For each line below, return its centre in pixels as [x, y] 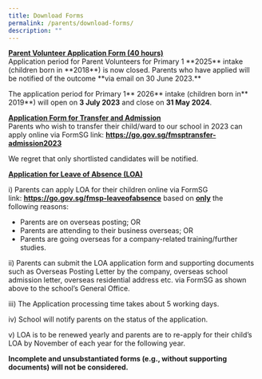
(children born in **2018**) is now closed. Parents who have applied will [129, 70]
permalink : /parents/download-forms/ [71, 23]
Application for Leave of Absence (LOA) [75, 174]
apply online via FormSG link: [56, 135]
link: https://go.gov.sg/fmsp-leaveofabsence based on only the [116, 198]
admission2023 [35, 144]
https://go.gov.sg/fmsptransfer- [161, 135]
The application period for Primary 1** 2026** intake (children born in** [129, 94]
